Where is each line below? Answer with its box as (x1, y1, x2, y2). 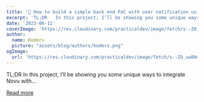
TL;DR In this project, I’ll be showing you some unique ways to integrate (6, 70, 186, 78)
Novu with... (6, 77, 36, 84)
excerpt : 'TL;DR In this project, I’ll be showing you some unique (6, 15, 186, 21)
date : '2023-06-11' (6, 20, 56, 26)
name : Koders (12, 37, 45, 43)
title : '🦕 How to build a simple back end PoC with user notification (6, 8, 189, 15)
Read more (6, 89, 34, 96)
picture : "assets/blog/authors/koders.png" (12, 43, 123, 49)
